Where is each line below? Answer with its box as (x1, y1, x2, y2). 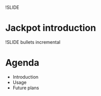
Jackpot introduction (5, 22, 96, 34)
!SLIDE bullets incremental (5, 39, 61, 45)
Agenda (5, 57, 39, 68)
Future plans (12, 84, 39, 91)
